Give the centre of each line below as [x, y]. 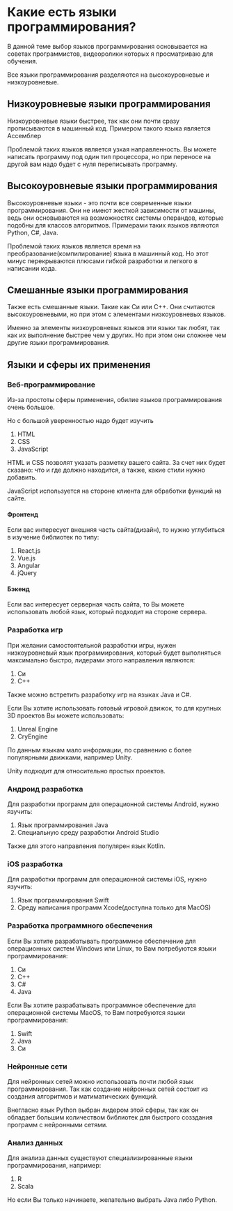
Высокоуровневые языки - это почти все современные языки [99, 202]
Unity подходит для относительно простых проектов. [86, 771]
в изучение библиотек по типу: [53, 537]
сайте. [17, 498]
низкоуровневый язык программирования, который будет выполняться [114, 653]
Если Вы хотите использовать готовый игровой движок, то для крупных [114, 708]
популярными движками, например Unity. [70, 757]
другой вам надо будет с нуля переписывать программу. [92, 164]
